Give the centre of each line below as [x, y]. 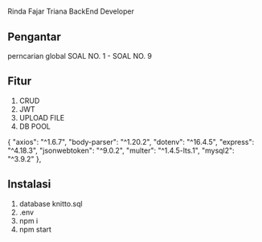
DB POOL [35, 126]
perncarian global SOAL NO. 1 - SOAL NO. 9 [80, 56]
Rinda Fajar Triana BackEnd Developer [71, 11]
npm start [35, 229]
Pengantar [35, 37]
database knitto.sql [51, 203]
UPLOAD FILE [42, 117]
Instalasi [29, 185]
